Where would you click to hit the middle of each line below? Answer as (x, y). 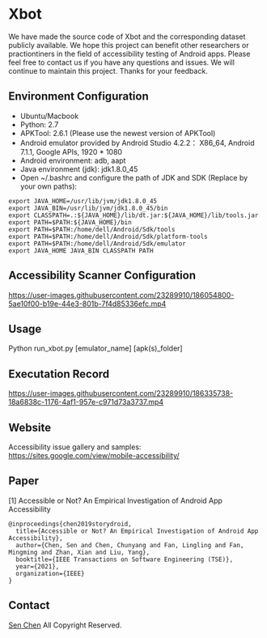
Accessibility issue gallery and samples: (75, 447)
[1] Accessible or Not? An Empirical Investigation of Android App (115, 500)
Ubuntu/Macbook (49, 116)
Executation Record (59, 374)
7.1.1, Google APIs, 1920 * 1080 (71, 151)
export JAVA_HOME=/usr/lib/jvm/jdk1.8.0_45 (83, 201)
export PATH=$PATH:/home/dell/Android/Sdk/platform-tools (108, 236)
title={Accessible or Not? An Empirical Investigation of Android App (137, 531)
